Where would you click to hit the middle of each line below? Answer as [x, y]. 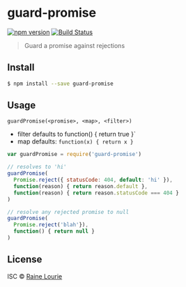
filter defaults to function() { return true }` [76, 134]
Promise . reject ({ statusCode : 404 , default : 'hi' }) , [93, 180]
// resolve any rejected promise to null [68, 212]
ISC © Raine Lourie [35, 276]
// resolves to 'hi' [37, 167]
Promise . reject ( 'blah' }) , [51, 225]
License [25, 259]
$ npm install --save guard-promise [60, 84]
